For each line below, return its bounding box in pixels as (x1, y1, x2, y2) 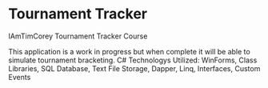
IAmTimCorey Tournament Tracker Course (8, 31, 148, 41)
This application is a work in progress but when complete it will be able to (8, 46, 250, 56)
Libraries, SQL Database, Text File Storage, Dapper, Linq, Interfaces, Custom (8, 63, 261, 73)
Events (8, 72, 31, 82)
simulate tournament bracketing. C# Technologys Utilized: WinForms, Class (8, 55, 258, 65)
